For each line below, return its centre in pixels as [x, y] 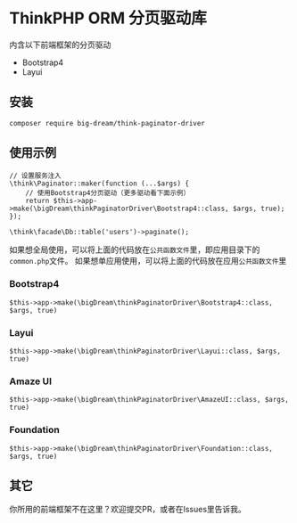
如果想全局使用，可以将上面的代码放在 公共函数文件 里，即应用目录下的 [135, 249]
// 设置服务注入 [35, 176]
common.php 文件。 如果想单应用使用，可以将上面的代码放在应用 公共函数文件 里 [148, 260]
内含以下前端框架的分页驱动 [60, 45]
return [37, 200]
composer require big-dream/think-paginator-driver [107, 123]
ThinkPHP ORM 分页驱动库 [108, 18]
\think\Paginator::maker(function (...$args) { [99, 184]
